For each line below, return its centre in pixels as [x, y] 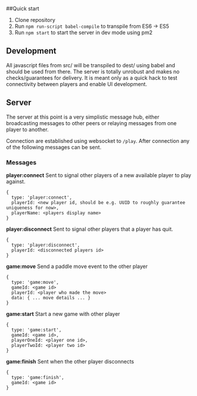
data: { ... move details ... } [51, 297]
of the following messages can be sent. [54, 147]
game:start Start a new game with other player [63, 314]
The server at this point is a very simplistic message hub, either [83, 117]
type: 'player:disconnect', [46, 245]
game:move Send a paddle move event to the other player [77, 266]
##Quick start [23, 9]
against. [16, 181]
